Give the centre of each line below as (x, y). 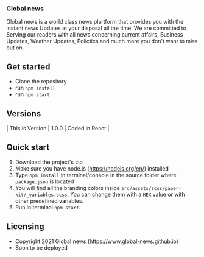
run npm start (32, 94)
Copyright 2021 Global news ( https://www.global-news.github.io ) (97, 241)
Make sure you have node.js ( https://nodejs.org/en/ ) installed (92, 168)
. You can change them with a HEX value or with (126, 194)
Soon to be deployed (41, 247)
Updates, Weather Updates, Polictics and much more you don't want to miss (102, 41)
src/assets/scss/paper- (151, 188)
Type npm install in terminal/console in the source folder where (96, 175)
